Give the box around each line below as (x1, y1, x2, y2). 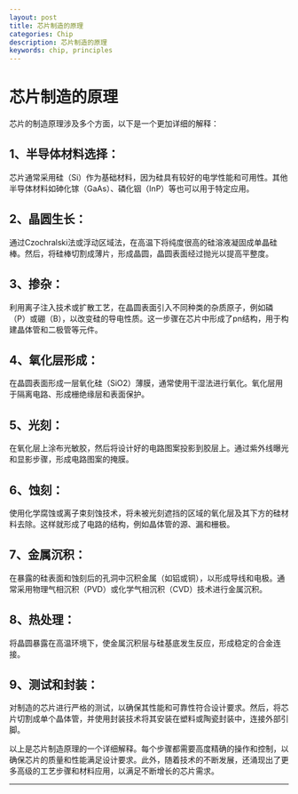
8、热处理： (9, 613, 75, 628)
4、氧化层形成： (9, 352, 99, 367)
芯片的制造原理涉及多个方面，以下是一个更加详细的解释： (9, 118, 219, 129)
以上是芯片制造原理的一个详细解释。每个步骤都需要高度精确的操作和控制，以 (9, 743, 289, 754)
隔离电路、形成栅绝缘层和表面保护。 (16, 389, 149, 400)
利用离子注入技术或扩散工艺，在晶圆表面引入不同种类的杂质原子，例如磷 (9, 301, 273, 312)
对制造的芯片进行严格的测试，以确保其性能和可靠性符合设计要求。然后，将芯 (9, 702, 289, 713)
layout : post (9, 12, 58, 22)
